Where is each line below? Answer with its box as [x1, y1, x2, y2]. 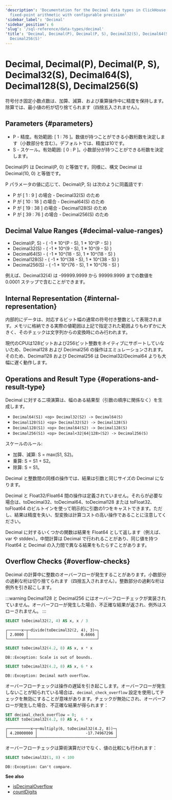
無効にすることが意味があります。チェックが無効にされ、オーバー [23, 695, 162, 701]
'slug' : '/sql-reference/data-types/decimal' [5, 27, 104, 32]
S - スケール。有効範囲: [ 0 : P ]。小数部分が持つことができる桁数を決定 [12, 146, 164, 153]
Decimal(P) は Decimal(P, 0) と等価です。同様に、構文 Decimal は [5, 164, 142, 170]
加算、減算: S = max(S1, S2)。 [12, 451, 76, 458]
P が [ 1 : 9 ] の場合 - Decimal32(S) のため [12, 192, 100, 198]
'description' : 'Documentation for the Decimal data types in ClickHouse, [5, 7, 168, 13]
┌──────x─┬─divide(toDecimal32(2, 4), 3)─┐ [5, 627, 100, 633]
